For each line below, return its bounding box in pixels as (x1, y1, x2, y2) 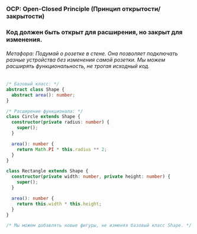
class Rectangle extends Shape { (6, 168, 89, 174)
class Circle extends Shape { (6, 114, 81, 120)
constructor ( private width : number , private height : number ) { (11, 174, 170, 179)
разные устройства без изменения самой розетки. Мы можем (6, 56, 166, 63)
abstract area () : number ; (11, 92, 76, 98)
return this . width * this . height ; (17, 201, 102, 207)
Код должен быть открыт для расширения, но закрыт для (6, 28, 183, 36)
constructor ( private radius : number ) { (11, 119, 110, 126)
